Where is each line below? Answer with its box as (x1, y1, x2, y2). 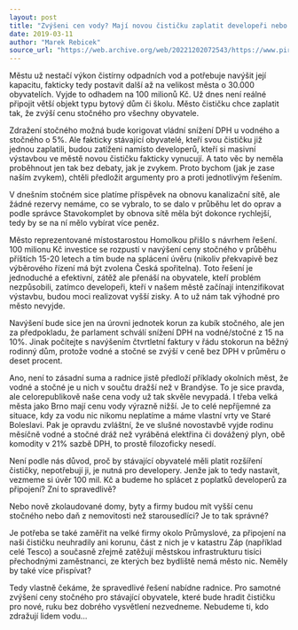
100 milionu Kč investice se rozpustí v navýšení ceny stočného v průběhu (9, 245, 277, 255)
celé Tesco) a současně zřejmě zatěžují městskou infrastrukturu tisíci (9, 547, 262, 557)
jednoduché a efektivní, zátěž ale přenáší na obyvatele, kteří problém (9, 272, 262, 284)
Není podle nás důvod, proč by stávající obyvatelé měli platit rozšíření (9, 455, 263, 466)
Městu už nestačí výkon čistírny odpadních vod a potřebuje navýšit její (9, 70, 267, 81)
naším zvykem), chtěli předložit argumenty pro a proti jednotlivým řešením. (9, 172, 283, 183)
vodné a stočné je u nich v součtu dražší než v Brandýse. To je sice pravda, (9, 382, 286, 393)
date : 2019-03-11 (9, 29, 74, 38)
